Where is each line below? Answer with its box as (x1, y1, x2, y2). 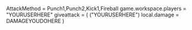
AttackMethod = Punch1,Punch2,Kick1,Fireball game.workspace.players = (6, 5, 187, 12)
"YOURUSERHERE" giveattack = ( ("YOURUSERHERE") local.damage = (6, 11, 180, 18)
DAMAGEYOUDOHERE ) (6, 18, 65, 24)
